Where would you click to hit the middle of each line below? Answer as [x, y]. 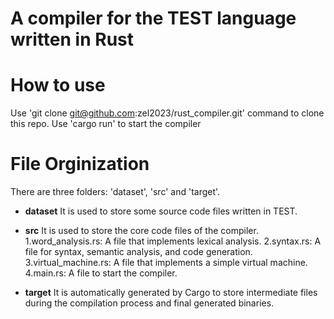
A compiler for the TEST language [153, 18]
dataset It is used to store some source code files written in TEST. [161, 211]
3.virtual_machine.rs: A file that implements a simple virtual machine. [166, 263]
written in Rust [72, 39]
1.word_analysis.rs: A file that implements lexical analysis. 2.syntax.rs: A [173, 241]
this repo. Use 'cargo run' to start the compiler [106, 124]
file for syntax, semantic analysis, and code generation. [138, 252]
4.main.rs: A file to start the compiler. [101, 273]
